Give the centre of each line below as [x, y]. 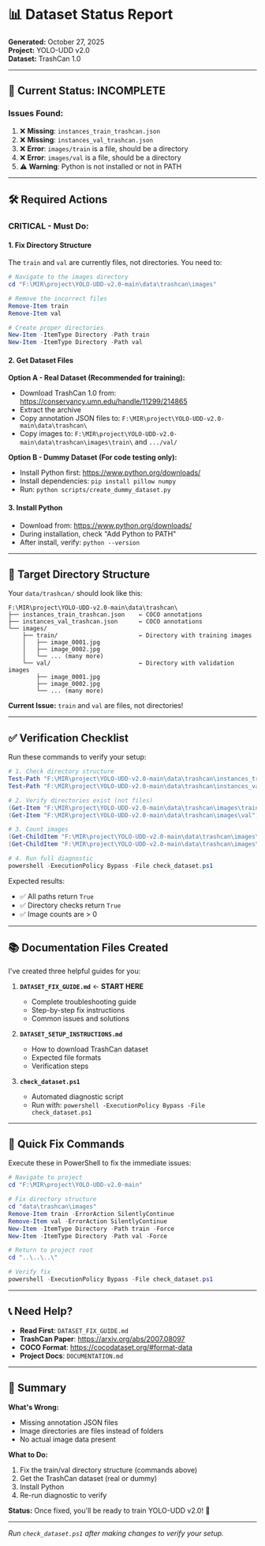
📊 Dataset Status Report [91, 15]
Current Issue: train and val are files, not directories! [96, 706]
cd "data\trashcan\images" [52, 1207]
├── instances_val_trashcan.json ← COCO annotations [105, 622]
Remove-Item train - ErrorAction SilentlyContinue [91, 1214]
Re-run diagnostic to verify [63, 1495]
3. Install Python [35, 507]
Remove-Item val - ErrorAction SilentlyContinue [88, 1221]
